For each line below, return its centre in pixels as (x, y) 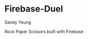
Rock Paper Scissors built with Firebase (44, 31)
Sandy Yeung (18, 22)
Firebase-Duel (34, 9)
